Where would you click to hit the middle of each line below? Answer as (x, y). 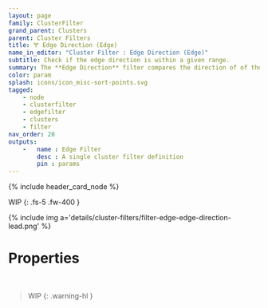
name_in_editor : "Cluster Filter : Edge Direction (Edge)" (108, 53)
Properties (44, 258)
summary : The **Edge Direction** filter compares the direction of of (128, 68)
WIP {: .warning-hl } (60, 296)
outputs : (23, 142)
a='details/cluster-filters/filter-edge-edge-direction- (145, 218)
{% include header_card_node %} (64, 187)
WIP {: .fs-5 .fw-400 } (44, 202)
